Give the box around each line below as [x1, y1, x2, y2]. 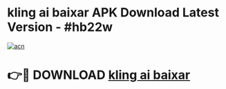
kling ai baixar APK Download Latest [7, 5, 220, 21]
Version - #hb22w [7, 19, 113, 35]
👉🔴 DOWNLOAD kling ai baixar [7, 67, 191, 83]
